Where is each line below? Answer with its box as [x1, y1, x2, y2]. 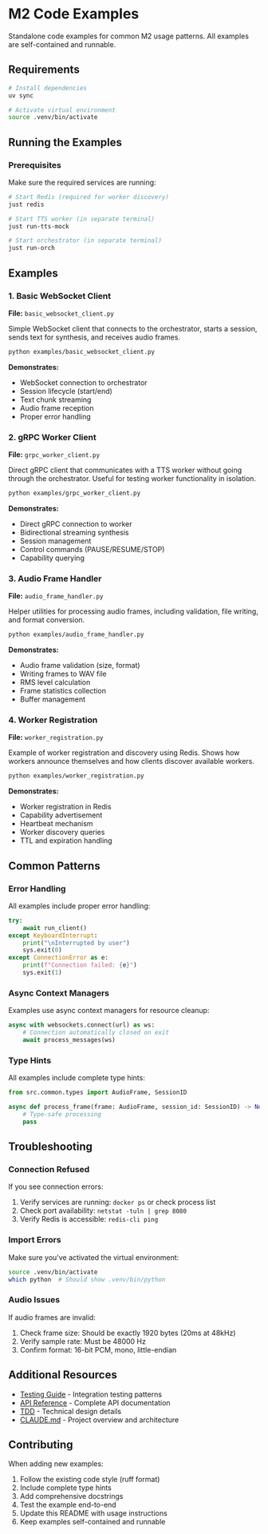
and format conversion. [8, 615, 85, 625]
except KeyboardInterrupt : [8, 932, 98, 940]
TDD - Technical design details [19, 1406, 122, 1416]
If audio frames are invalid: [8, 1312, 96, 1322]
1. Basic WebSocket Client [8, 290, 112, 301]
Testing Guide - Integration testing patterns [19, 1389, 162, 1399]
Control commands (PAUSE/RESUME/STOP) [19, 544, 165, 554]
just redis [8, 201, 45, 209]
